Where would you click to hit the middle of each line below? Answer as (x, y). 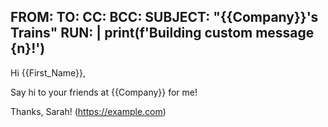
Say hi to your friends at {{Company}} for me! (104, 92)
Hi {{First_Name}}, (48, 72)
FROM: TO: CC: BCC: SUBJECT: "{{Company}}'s (164, 17)
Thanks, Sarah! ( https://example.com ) (88, 111)
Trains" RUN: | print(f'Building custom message (162, 33)
